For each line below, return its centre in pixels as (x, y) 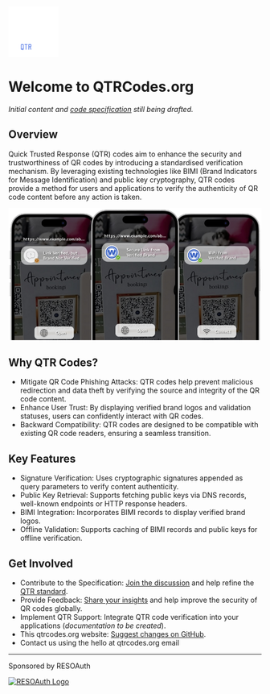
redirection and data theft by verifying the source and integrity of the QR (139, 391)
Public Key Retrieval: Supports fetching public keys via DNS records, (133, 495)
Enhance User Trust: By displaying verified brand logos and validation (135, 408)
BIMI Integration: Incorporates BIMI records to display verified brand (133, 513)
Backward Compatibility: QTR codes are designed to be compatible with (139, 425)
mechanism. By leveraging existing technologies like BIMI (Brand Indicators (133, 171)
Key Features (42, 458)
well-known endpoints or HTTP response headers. (103, 504)
